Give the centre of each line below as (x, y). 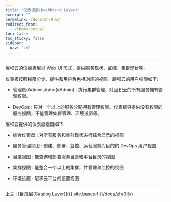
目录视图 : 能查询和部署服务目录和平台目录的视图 (64, 157)
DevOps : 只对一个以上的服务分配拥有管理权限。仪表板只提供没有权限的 (88, 107)
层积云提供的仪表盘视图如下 (34, 124)
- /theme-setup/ (27, 29)
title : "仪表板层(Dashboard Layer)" (42, 10)
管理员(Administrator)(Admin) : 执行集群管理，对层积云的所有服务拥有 (85, 89)
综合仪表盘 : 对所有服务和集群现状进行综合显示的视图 (68, 135)
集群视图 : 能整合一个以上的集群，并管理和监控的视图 (68, 167)
